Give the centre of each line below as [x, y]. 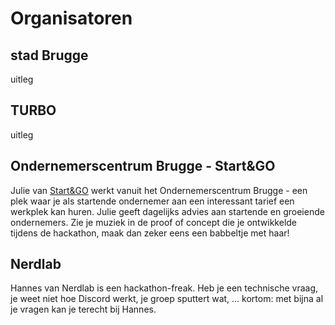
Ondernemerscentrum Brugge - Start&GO [143, 166]
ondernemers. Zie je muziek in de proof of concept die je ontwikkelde [154, 222]
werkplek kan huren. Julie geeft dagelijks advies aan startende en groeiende [167, 211]
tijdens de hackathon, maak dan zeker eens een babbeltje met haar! [150, 233]
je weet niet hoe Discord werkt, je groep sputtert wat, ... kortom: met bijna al [167, 299]
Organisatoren [71, 18]
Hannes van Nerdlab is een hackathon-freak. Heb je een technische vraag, [164, 288]
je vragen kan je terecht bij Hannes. [83, 309]
